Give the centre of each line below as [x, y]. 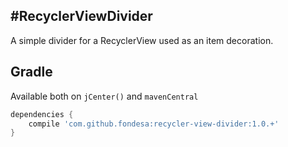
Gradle [31, 72]
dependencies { [42, 114]
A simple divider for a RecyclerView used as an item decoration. [142, 40]
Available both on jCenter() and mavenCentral [104, 96]
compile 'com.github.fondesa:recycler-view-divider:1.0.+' [154, 124]
